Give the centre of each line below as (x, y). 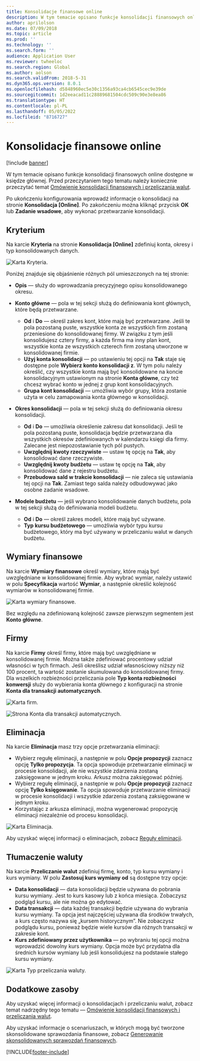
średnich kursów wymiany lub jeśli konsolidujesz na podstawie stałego (101, 953)
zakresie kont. (32, 934)
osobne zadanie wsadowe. (57, 490)
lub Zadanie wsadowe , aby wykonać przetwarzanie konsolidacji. (86, 211)
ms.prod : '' (21, 39)
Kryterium (26, 230)
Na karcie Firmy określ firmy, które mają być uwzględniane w (81, 652)
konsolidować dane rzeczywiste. (64, 458)
